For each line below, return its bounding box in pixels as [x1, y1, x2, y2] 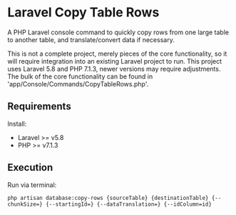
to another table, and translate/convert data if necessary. [7, 35, 175, 44]
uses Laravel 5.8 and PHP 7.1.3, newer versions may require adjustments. [7, 64, 221, 73]
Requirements [7, 101, 71, 113]
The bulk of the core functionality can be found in [7, 72, 153, 81]
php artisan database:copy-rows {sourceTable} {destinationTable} [7, 194, 209, 201]
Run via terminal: [7, 180, 57, 189]
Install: [7, 119, 27, 128]
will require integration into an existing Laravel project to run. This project [7, 56, 222, 65]
